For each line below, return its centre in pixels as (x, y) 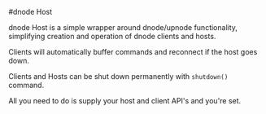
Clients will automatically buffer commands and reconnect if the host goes (133, 52)
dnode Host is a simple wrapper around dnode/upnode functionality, (123, 27)
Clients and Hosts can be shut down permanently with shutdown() (118, 76)
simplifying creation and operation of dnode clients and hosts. (112, 36)
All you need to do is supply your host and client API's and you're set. (125, 101)
